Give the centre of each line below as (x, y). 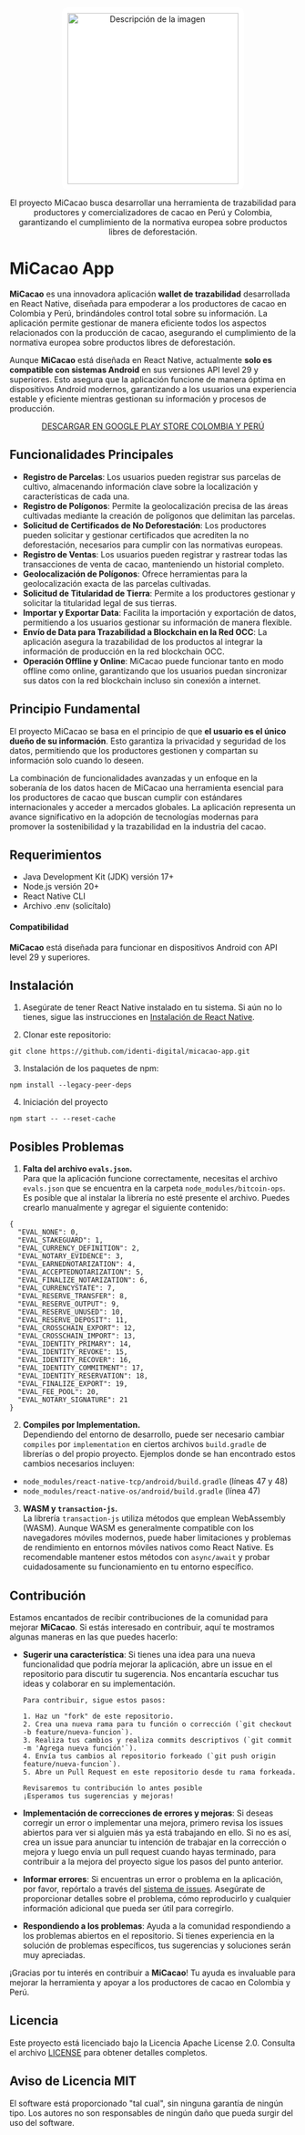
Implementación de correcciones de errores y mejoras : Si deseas (148, 1813)
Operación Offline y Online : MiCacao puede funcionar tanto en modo (153, 661)
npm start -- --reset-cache (63, 1119)
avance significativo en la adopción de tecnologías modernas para (134, 817)
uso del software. (42, 2122)
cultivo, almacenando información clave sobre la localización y (140, 486)
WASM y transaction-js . (70, 1509)
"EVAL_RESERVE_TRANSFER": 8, (73, 1297)
